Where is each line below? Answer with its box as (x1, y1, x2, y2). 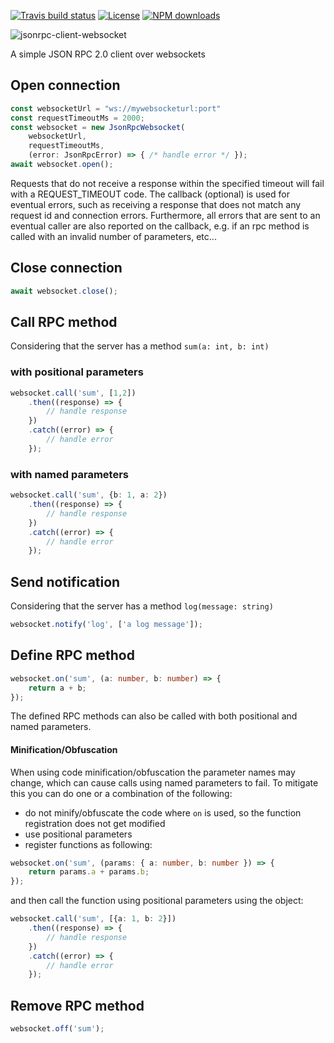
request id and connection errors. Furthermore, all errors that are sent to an (10, 209, 321, 221)
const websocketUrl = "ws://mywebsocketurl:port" (10, 103, 222, 114)
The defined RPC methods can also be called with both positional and (10, 710, 298, 722)
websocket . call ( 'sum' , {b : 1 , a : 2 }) (10, 490, 168, 500)
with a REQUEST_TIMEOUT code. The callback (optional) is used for (10, 188, 290, 200)
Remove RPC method (10, 997, 145, 1014)
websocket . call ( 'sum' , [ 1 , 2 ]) (10, 388, 137, 398)
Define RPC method (10, 647, 135, 664)
